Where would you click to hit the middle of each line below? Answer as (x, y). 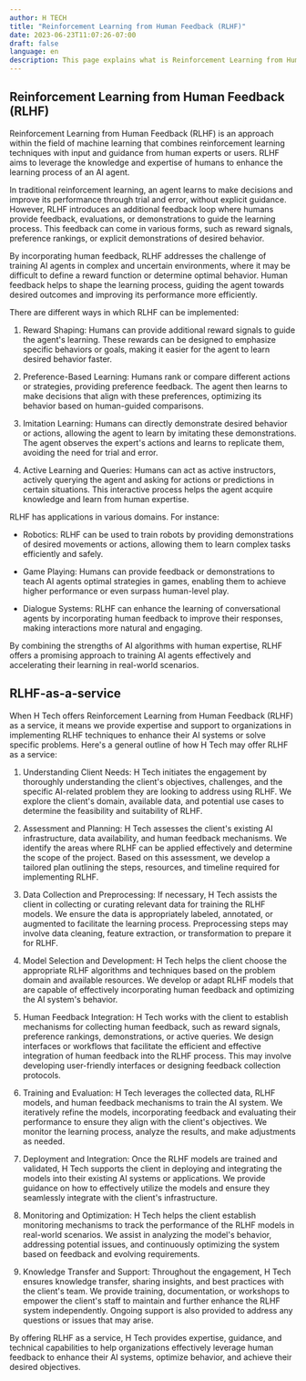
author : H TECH (38, 18)
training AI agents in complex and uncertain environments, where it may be (150, 265)
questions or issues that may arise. (88, 1320)
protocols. (41, 1075)
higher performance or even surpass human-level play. (126, 591)
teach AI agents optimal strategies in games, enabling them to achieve (154, 581)
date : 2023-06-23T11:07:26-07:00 (73, 35)
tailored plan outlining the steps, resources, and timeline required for (151, 867)
